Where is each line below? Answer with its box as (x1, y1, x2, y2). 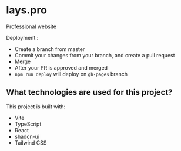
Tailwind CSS (14, 139, 47, 146)
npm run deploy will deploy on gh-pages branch (14, 70, 128, 77)
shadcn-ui (14, 133, 40, 140)
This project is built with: (6, 103, 66, 110)
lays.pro (6, 4, 47, 17)
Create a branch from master (14, 45, 85, 53)
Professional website (6, 23, 57, 30)
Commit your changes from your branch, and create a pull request (14, 52, 175, 59)
